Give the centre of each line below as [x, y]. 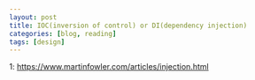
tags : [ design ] [37, 42]
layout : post [33, 17]
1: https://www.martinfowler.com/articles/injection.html [109, 67]
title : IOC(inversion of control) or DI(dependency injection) [128, 25]
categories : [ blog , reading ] [63, 33]
